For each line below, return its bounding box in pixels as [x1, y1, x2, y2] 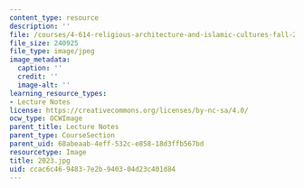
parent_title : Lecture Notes [9, 123, 119, 132]
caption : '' [17, 64, 63, 73]
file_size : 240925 [9, 38, 79, 48]
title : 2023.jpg [9, 155, 71, 165]
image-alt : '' [17, 80, 71, 89]
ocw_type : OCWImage [9, 114, 83, 123]
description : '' [9, 22, 71, 31]
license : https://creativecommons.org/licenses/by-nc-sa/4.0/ [9, 106, 249, 115]
